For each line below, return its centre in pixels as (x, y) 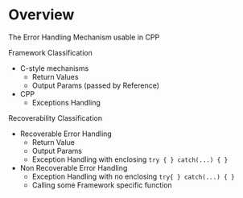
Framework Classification (50, 52)
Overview (41, 15)
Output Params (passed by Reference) (95, 85)
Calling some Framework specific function (102, 185)
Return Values (55, 76)
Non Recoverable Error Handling (74, 167)
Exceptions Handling (66, 102)
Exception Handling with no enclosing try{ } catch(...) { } (133, 176)
